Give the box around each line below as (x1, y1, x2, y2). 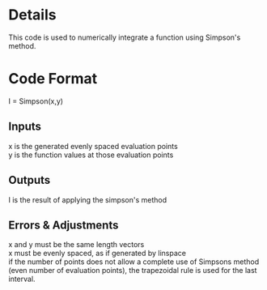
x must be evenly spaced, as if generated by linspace (8, 249, 186, 258)
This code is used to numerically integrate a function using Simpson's (8, 32, 241, 42)
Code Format (8, 70, 98, 88)
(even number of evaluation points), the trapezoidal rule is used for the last (8, 266, 257, 275)
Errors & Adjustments (8, 218, 119, 232)
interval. (8, 274, 36, 284)
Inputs (8, 120, 42, 134)
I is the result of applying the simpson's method (8, 194, 167, 204)
